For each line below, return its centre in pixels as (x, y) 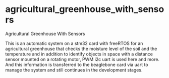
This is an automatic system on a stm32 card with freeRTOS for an (74, 43)
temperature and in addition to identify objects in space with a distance (79, 54)
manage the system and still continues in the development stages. (74, 70)
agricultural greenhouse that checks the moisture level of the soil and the (81, 48)
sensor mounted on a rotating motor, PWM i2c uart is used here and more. (82, 59)
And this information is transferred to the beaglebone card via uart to (77, 64)
